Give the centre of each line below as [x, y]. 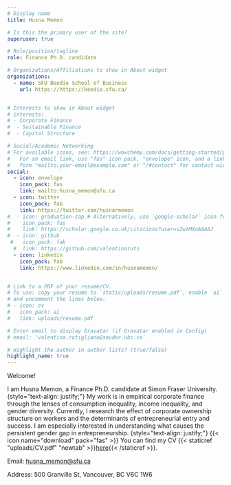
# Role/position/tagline [43, 51]
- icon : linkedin [38, 255]
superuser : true [30, 39]
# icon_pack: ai [33, 312]
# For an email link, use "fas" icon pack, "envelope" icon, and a [109, 159]
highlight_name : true [38, 356]
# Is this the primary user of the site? [67, 32]
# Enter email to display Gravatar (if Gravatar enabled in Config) [107, 331]
